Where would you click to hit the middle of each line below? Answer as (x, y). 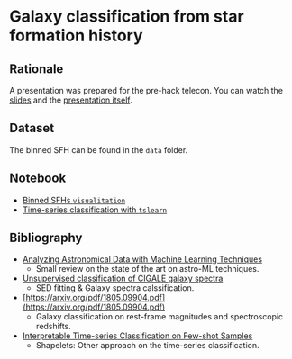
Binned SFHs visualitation (74, 200)
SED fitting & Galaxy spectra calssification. (115, 288)
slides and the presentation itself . (71, 100)
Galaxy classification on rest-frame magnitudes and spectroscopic (160, 317)
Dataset (32, 128)
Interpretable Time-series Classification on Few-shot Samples (137, 336)
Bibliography (46, 238)
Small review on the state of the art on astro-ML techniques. (147, 269)
